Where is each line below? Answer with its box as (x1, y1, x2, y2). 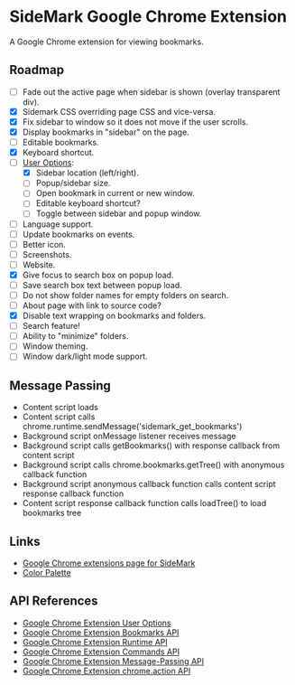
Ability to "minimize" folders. (22, 331, 129, 342)
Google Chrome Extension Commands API (22, 646, 180, 657)
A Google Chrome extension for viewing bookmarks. (9, 36, 205, 47)
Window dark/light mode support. (22, 351, 148, 362)
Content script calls (22, 411, 96, 422)
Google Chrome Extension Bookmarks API (22, 626, 180, 638)
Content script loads (22, 402, 99, 413)
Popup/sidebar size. (35, 178, 111, 189)
